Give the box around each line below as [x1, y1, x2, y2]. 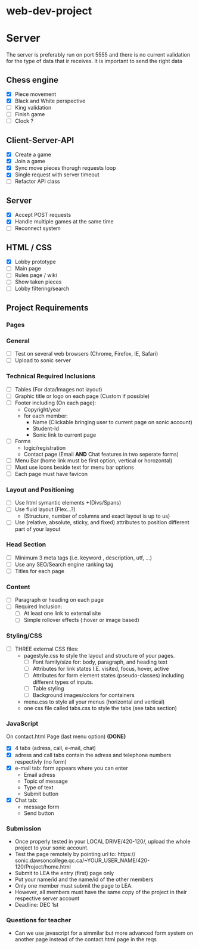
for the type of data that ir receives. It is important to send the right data [6, 58, 183, 65]
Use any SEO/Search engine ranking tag [14, 561, 114, 568]
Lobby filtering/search [14, 285, 70, 293]
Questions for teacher [6, 916, 71, 924]
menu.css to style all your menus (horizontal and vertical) [23, 698, 165, 705]
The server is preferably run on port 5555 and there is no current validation [6, 51, 191, 58]
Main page [14, 265, 42, 272]
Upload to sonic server [14, 357, 71, 364]
